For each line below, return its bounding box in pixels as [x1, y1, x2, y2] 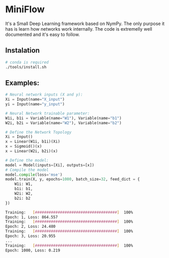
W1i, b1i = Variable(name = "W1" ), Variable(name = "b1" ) [5, 115, 122, 121]
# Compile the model [5, 167, 49, 172]
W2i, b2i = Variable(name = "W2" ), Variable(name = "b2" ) [5, 120, 122, 126]
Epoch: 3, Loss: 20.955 [5, 233, 56, 239]
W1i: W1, [14, 181, 33, 187]
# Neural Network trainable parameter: [5, 111, 90, 116]
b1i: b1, [14, 186, 33, 192]
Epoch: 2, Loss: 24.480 [5, 224, 56, 229]
